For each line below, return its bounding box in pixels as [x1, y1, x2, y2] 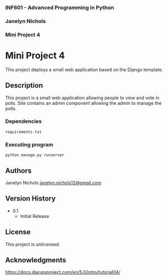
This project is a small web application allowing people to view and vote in [5, 95, 159, 101]
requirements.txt [5, 129, 42, 134]
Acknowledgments [5, 256, 67, 264]
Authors [5, 166, 32, 175]
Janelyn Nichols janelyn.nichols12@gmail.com [5, 179, 102, 185]
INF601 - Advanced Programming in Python [5, 4, 114, 11]
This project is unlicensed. [5, 241, 60, 247]
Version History [5, 194, 56, 203]
